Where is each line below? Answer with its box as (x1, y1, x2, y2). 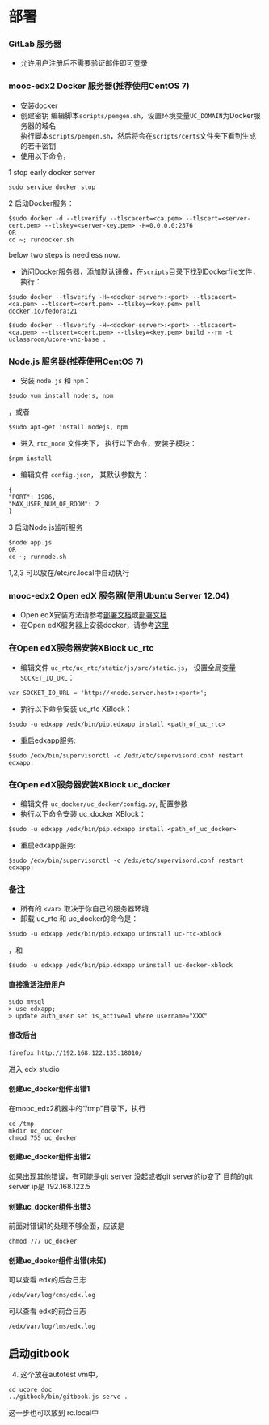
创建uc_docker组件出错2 (8, 1152, 91, 1162)
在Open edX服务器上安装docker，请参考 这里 (19, 621, 170, 630)
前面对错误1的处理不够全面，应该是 (8, 1221, 125, 1231)
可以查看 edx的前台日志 (8, 1306, 87, 1316)
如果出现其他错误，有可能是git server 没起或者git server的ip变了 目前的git (8, 1171, 253, 1181)
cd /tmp (8, 1120, 35, 1128)
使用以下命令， (19, 151, 70, 160)
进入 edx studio (8, 1064, 60, 1073)
